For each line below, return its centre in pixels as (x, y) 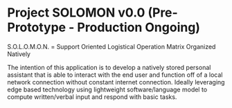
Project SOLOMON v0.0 (76, 13)
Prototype (37, 27)
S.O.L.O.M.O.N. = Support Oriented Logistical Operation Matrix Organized (111, 46)
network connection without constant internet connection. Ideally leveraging (116, 82)
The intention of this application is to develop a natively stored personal (109, 67)
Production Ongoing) (139, 27)
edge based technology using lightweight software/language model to (107, 89)
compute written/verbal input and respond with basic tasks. (92, 97)
